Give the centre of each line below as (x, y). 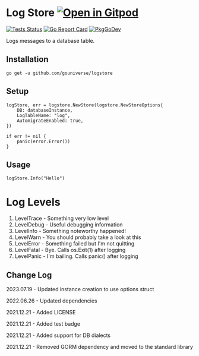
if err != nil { (26, 136)
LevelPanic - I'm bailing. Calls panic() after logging (76, 256)
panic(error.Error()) (43, 141)
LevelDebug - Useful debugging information (69, 225)
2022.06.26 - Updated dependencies (52, 301)
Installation (27, 59)
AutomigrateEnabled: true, (50, 121)
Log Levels (33, 202)
